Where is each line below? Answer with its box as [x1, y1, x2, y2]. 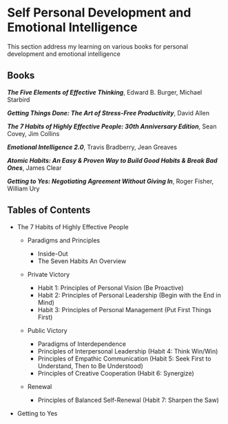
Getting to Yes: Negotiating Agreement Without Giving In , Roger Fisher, [7, 177, 214, 185]
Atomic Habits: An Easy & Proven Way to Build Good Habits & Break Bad [7, 156, 218, 164]
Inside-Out [37, 249, 68, 258]
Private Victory [27, 270, 70, 278]
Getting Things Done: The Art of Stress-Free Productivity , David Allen [7, 108, 210, 117]
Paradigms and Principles [27, 236, 101, 244]
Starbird [7, 95, 30, 104]
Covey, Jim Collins [7, 129, 60, 137]
